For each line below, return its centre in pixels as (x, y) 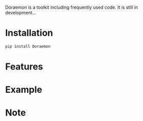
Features (24, 67)
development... (21, 13)
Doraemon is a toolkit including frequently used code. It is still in (72, 7)
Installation (29, 33)
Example (24, 90)
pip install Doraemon (28, 46)
